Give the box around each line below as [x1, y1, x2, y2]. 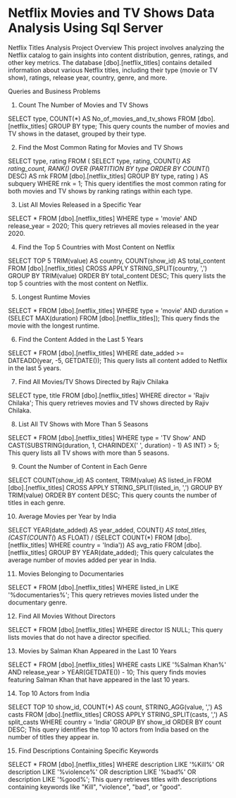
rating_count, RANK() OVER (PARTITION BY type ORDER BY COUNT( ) [8, 164, 210, 172]
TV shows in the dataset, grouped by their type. [8, 129, 147, 138]
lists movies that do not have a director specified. [8, 633, 151, 641]
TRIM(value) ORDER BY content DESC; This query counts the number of [8, 491, 218, 499]
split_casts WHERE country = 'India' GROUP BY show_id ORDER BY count [8, 717, 222, 726]
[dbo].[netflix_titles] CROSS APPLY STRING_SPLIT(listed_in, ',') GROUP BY [8, 483, 223, 492]
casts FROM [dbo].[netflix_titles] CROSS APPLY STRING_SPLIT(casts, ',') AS [8, 710, 228, 718]
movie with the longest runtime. [8, 321, 100, 330]
